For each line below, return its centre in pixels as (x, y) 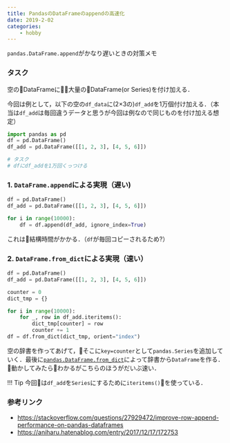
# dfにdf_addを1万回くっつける (47, 166)
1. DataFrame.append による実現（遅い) (69, 185)
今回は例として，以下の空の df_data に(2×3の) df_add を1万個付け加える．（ (110, 104)
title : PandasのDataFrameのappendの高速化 (66, 13)
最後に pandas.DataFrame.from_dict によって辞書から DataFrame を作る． (125, 359)
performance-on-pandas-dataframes (70, 425)
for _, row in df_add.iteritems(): (71, 317)
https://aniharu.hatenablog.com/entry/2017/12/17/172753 (97, 433)
